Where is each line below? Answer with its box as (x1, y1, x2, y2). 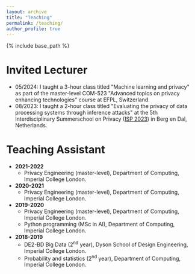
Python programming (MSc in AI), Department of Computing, (23, 221, 175, 228)
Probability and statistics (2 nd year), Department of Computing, (23, 253, 181, 262)
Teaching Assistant (6, 143, 105, 157)
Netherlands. (14, 122, 48, 129)
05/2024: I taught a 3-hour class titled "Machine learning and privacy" (14, 83, 190, 91)
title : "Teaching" (6, 14, 52, 21)
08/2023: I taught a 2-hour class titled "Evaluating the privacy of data (14, 103, 188, 110)
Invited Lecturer (6, 63, 88, 77)
